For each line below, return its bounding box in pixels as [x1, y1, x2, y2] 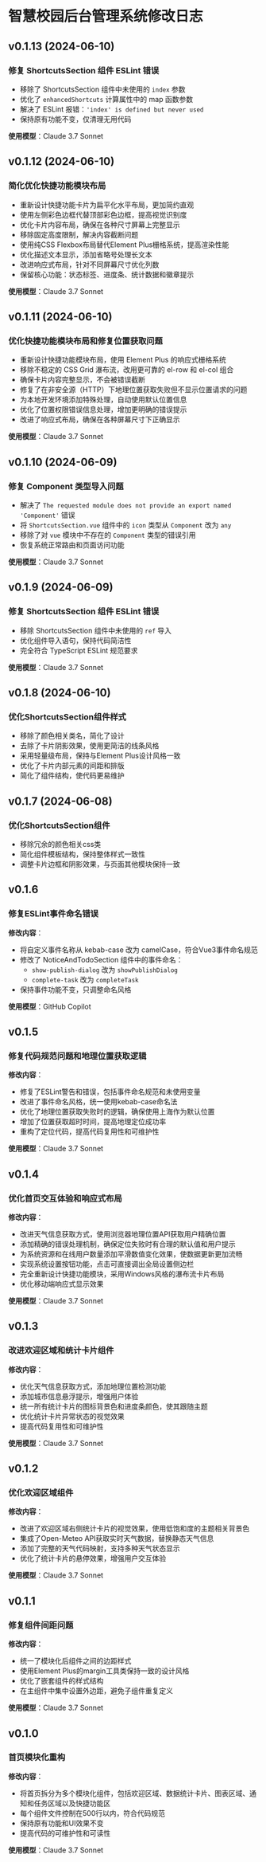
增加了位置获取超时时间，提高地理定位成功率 [19, 1117, 167, 1127]
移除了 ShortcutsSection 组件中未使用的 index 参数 [19, 84, 186, 94]
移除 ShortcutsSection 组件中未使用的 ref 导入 [19, 625, 172, 635]
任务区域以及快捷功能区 [33, 1798, 111, 1808]
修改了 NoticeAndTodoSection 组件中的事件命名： [19, 955, 183, 964]
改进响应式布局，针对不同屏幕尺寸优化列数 [19, 260, 160, 269]
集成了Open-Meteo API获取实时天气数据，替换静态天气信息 [19, 1534, 214, 1543]
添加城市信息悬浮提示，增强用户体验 [19, 1391, 139, 1401]
